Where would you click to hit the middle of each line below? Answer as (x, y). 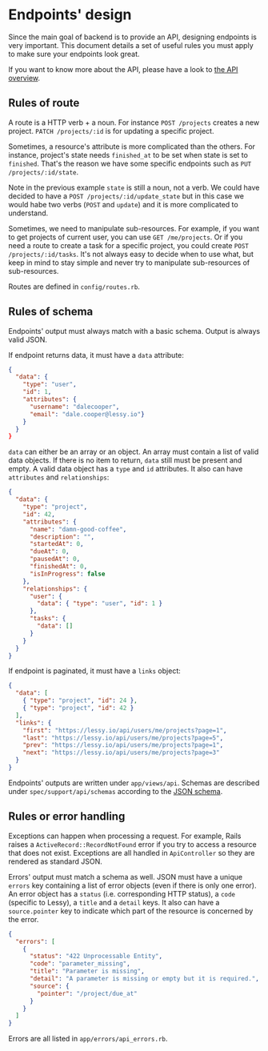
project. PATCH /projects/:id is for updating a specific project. (111, 130)
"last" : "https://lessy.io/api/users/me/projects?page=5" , (123, 738)
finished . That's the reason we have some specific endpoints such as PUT (130, 163)
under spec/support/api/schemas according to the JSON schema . (116, 791)
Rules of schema (51, 312)
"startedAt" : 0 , (56, 544)
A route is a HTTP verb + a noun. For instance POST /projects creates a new (134, 122)
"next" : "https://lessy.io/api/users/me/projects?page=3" (121, 753)
